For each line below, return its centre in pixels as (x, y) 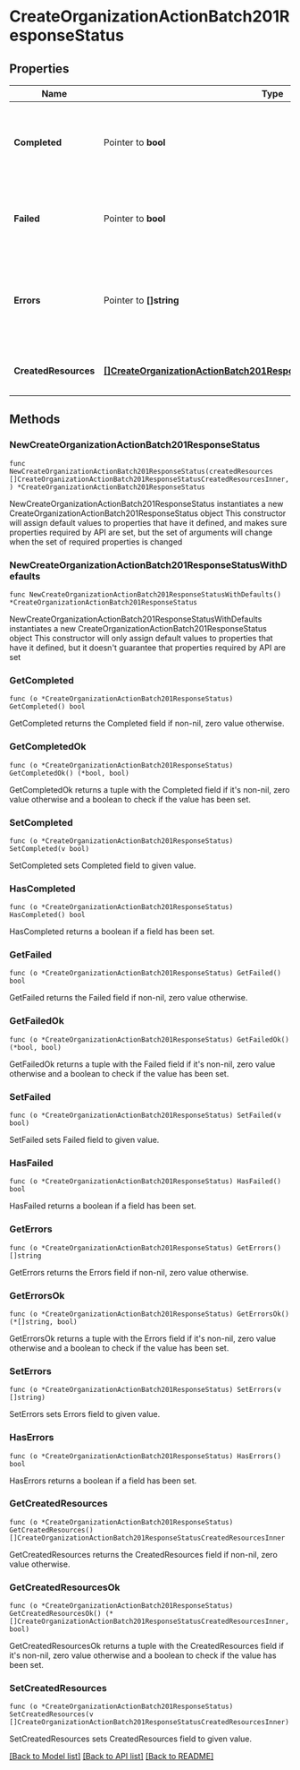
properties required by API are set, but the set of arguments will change (141, 532)
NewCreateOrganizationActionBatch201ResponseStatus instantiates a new (146, 503)
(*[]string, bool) (43, 1322)
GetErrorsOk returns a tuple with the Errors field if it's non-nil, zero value (143, 1338)
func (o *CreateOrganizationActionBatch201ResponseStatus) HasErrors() (145, 1456)
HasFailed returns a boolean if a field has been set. (103, 1206)
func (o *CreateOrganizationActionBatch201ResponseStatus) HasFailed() (145, 1181)
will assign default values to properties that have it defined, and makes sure (148, 522)
